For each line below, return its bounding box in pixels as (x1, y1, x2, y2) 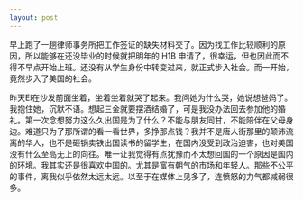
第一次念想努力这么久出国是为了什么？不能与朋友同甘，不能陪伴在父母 (24, 114, 286, 125)
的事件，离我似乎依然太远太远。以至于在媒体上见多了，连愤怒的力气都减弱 (9, 170, 286, 181)
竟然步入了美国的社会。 (9, 73, 96, 84)
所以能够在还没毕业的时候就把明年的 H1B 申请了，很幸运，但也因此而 (24, 50, 281, 61)
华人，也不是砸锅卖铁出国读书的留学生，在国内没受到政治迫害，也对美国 (24, 137, 294, 148)
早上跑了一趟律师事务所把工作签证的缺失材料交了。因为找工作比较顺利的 (9, 39, 278, 50)
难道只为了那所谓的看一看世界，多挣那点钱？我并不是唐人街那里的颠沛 (24, 125, 286, 136)
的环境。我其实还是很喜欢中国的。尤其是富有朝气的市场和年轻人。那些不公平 (9, 160, 294, 170)
